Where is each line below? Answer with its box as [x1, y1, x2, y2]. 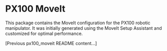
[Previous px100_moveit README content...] [5, 40, 97, 46]
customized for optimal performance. [5, 30, 83, 36]
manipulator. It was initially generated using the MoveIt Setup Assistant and [5, 25, 162, 31]
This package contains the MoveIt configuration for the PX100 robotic [5, 20, 151, 26]
